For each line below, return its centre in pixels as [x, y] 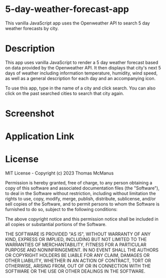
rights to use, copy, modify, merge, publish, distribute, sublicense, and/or [80, 199]
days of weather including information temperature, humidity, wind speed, [81, 73]
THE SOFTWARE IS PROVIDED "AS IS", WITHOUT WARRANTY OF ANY [78, 234]
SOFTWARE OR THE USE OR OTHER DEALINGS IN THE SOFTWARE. [75, 271]
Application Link [40, 136]
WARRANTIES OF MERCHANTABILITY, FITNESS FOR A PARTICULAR [76, 245]
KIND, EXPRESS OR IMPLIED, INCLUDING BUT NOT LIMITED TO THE [76, 239]
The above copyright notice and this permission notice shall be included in [82, 219]
